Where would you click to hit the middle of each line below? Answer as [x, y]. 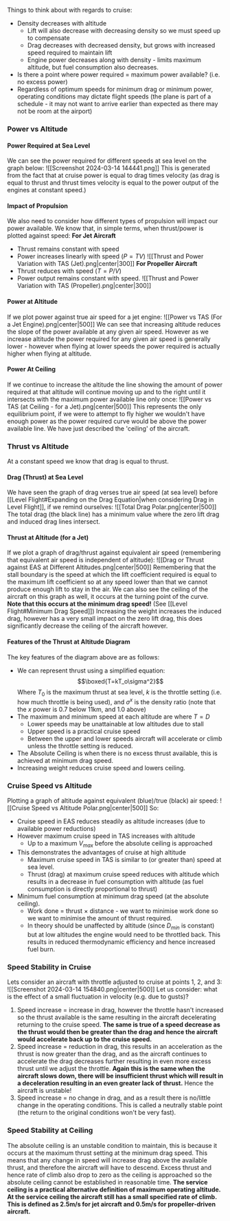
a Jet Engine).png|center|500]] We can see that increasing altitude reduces [114, 324]
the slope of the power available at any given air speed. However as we [108, 331]
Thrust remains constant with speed [68, 249]
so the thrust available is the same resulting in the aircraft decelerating [116, 1017]
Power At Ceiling [32, 369]
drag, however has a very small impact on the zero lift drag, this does [105, 619]
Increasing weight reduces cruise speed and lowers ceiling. [101, 768]
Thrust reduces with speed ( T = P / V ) [69, 271]
